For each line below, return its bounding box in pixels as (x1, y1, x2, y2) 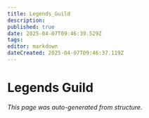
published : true (7, 23, 55, 30)
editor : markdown (7, 43, 58, 50)
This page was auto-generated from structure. (7, 103, 143, 111)
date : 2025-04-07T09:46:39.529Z (7, 29, 102, 37)
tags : (7, 37, 23, 44)
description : (7, 17, 46, 24)
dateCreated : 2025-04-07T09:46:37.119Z (7, 50, 124, 57)
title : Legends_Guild (7, 10, 71, 18)
